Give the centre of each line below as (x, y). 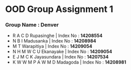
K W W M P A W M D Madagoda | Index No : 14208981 (69, 62)
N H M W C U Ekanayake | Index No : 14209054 (62, 51)
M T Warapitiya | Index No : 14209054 (52, 46)
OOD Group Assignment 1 (59, 9)
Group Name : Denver (32, 25)
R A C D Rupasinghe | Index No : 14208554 (57, 35)
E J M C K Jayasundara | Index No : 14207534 (60, 57)
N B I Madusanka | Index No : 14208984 (54, 41)
